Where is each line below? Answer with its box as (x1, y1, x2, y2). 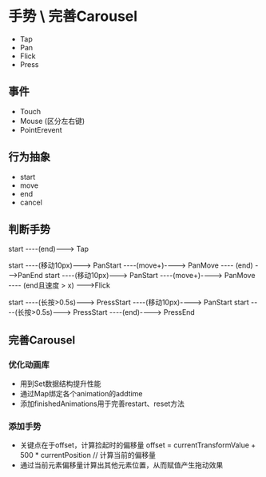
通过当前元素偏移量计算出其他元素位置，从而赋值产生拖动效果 (19, 460, 224, 470)
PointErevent (19, 125, 62, 134)
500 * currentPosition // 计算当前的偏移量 (19, 451, 157, 460)
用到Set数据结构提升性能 (19, 379, 101, 388)
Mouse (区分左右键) (19, 116, 85, 125)
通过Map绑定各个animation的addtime (19, 389, 143, 399)
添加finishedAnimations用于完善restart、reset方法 (19, 399, 185, 408)
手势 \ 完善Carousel (8, 7, 138, 26)
